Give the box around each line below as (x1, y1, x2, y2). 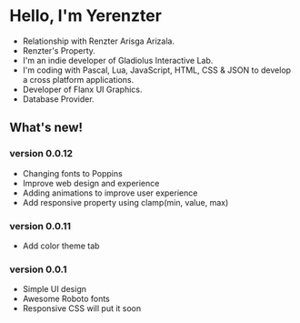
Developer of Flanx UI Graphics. (22, 84, 143, 95)
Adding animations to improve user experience (22, 187, 198, 198)
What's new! (9, 120, 84, 136)
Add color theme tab (22, 240, 100, 251)
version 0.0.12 (9, 147, 74, 160)
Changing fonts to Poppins (22, 167, 123, 178)
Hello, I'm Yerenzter (9, 5, 162, 26)
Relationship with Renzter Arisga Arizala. (22, 35, 175, 46)
